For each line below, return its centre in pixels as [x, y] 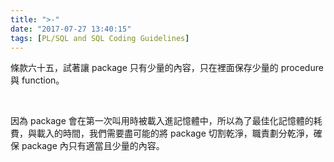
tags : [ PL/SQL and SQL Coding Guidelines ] [100, 38]
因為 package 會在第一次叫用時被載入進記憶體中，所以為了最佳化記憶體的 [162, 121]
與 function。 [37, 80]
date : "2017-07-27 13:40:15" [71, 29]
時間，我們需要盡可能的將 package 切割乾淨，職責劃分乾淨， [188, 133]
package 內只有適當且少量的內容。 [93, 146]
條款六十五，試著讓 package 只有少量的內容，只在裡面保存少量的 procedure [167, 68]
